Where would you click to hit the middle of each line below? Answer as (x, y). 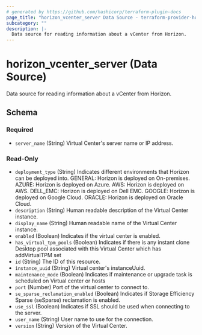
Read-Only (23, 159)
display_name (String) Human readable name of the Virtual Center (96, 223)
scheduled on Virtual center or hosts (60, 281)
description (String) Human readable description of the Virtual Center (102, 210)
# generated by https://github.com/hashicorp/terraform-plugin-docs (94, 12)
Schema (22, 113)
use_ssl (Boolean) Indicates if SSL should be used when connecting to (103, 307)
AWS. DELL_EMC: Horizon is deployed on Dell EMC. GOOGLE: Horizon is (105, 191)
